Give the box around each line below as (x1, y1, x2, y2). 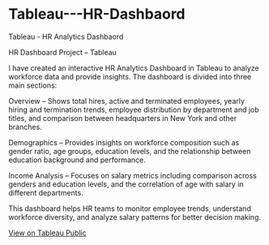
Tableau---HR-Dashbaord (8, 5, 186, 24)
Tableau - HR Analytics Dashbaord (8, 32, 124, 41)
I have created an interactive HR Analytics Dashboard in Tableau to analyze (8, 62, 259, 73)
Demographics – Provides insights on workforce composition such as (8, 137, 240, 147)
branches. (8, 122, 42, 131)
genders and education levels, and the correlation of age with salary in (8, 179, 245, 189)
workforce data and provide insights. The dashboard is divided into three (8, 71, 252, 81)
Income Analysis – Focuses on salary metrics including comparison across (8, 170, 257, 180)
